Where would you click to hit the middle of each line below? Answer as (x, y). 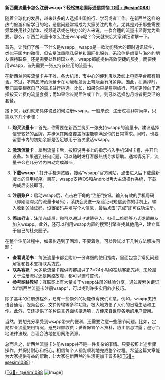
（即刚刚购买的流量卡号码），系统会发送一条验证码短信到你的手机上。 (82, 202)
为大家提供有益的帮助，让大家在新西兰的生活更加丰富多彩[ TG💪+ (70, 356)
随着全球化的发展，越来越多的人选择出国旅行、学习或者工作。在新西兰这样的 (82, 18)
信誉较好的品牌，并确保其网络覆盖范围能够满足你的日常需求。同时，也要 (85, 134)
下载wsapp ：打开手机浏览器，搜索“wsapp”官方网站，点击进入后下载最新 (86, 173)
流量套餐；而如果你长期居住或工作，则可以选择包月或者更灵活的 (95, 94)
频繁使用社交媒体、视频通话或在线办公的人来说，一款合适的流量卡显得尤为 (80, 30)
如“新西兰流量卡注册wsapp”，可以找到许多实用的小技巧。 (70, 288)
